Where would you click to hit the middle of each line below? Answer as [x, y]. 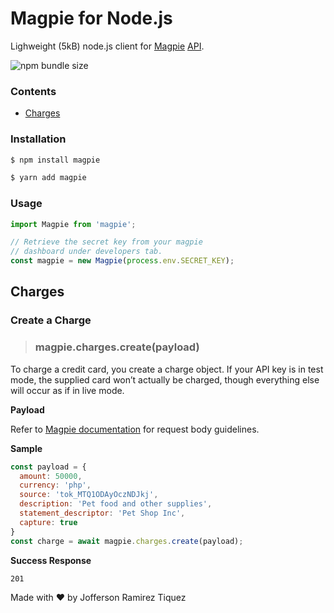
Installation [38, 139]
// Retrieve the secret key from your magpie [106, 242]
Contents [33, 91]
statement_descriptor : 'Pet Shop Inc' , [102, 513]
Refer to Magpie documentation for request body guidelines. [135, 429]
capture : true [48, 522]
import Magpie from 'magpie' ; [73, 224]
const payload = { [48, 467]
